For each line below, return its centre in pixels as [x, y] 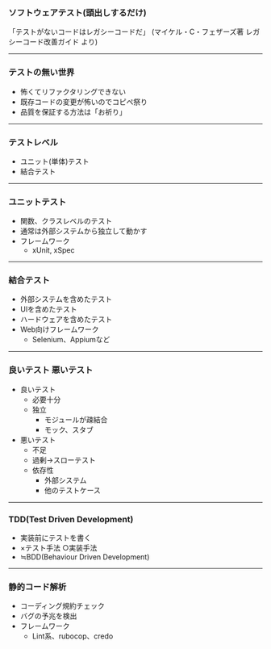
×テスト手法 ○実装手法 [58, 548]
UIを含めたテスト [48, 309]
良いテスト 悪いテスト [51, 371]
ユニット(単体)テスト [55, 161]
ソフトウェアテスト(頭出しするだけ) [77, 12]
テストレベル [33, 142]
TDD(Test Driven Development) [71, 519]
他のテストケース [72, 490]
